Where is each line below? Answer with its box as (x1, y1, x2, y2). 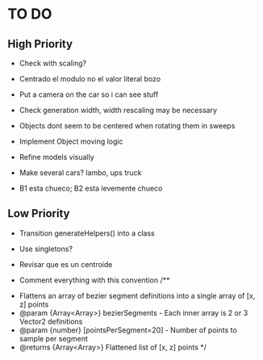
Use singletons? (19, 244, 73, 253)
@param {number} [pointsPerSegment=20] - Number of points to (19, 324, 237, 335)
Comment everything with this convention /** (19, 275, 170, 285)
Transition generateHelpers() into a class (19, 228, 155, 238)
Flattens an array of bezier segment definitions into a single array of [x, (19, 291, 256, 300)
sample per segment (19, 333, 88, 343)
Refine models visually (19, 153, 94, 161)
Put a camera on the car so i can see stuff (19, 90, 159, 99)
